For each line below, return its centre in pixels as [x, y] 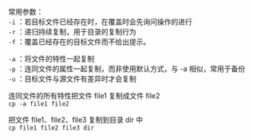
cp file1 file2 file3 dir [51, 128]
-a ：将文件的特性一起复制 [51, 59]
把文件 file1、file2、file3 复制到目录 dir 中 [76, 120]
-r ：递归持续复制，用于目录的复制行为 [73, 32]
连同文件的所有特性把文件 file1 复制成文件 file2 [84, 96]
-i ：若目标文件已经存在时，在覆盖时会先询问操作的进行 [101, 22]
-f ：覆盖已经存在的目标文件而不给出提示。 [79, 42]
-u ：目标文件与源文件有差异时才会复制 [73, 79]
